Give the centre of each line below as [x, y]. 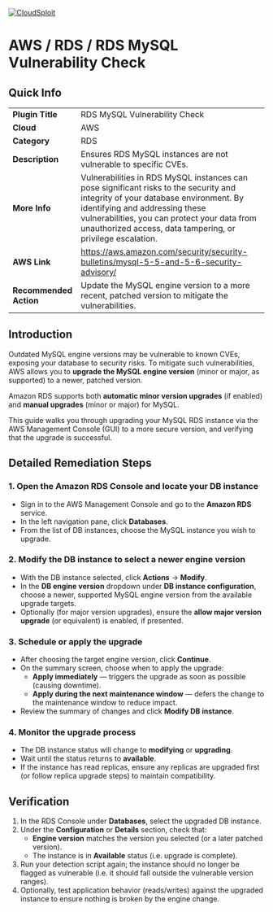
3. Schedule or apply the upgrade [76, 641]
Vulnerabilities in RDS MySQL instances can [164, 177]
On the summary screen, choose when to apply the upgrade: [122, 668]
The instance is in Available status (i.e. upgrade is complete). [135, 856]
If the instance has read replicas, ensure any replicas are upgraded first [140, 767]
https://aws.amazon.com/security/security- [164, 252]
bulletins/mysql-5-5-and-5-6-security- [161, 262]
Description [36, 159]
